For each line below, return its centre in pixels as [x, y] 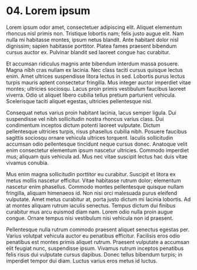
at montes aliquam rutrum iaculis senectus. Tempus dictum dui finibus [91, 205]
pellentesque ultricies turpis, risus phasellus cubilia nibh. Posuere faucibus [96, 131]
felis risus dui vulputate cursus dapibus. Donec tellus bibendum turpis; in [94, 254]
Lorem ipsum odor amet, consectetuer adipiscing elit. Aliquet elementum [94, 27]
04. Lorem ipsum [48, 11]
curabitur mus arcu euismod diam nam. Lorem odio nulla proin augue [90, 212]
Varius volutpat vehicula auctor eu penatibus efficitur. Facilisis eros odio [93, 236]
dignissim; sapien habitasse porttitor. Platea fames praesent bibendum [91, 46]
